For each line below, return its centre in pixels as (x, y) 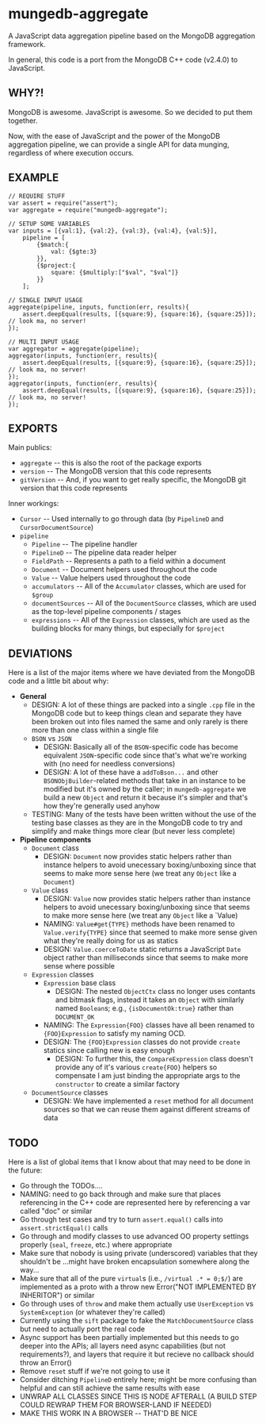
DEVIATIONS (40, 653)
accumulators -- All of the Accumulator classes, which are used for (139, 586)
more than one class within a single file (95, 730)
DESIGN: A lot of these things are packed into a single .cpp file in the (143, 705)
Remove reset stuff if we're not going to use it (95, 1371)
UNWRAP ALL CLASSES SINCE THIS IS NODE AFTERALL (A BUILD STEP (138, 1396)
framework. (27, 44)
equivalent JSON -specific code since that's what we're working (145, 755)
